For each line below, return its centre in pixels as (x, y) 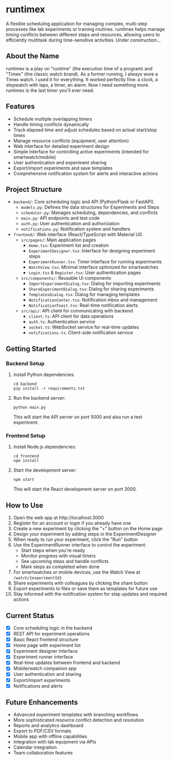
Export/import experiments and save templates (63, 168)
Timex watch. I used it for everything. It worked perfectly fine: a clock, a (82, 79)
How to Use (25, 505)
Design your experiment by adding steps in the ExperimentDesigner (85, 534)
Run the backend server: (39, 398)
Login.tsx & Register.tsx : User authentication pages (85, 272)
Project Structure (34, 189)
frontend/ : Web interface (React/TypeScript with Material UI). (78, 235)
